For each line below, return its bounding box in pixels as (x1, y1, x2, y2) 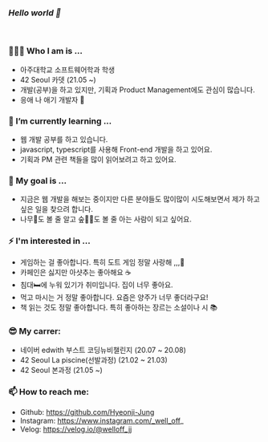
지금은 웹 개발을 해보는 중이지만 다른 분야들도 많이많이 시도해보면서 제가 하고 (19, 194, 261, 204)
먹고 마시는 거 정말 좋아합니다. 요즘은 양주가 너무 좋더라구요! (19, 293, 209, 302)
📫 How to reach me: (8, 386, 90, 397)
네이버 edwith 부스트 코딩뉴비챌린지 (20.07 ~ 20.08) (19, 345, 187, 355)
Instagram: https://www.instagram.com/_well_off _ (19, 416, 185, 426)
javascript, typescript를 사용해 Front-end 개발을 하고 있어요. (19, 144, 213, 154)
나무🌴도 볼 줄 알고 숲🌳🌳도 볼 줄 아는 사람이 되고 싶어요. (19, 214, 193, 224)
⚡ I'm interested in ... (8, 236, 91, 247)
